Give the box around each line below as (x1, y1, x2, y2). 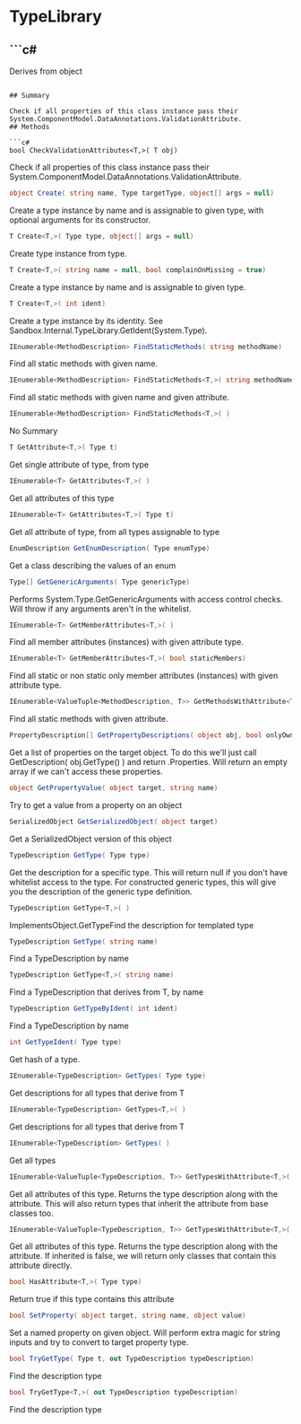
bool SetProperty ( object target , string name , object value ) (9, 1311, 246, 1321)
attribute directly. (9, 1260, 73, 1271)
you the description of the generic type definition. (9, 886, 193, 897)
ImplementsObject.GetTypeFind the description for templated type (9, 919, 254, 930)
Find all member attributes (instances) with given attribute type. (9, 637, 245, 647)
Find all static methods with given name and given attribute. (9, 392, 230, 403)
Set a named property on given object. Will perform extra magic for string (9, 1327, 280, 1339)
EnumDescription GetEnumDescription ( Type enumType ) (9, 543, 211, 553)
